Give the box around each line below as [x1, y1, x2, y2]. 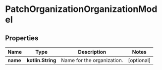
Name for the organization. [61, 57, 123, 64]
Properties [5, 34, 39, 42]
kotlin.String [26, 57, 56, 64]
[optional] [128, 57, 151, 64]
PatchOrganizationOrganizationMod [5, 3, 158, 15]
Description [78, 49, 107, 55]
